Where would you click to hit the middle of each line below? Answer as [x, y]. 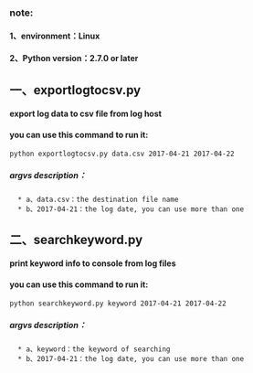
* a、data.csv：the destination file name [98, 200]
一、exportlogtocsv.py [75, 90]
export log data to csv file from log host [86, 114]
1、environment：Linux [55, 36]
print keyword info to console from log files [93, 263]
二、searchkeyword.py [76, 240]
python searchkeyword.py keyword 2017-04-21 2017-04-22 [118, 304]
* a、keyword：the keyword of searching [94, 349]
